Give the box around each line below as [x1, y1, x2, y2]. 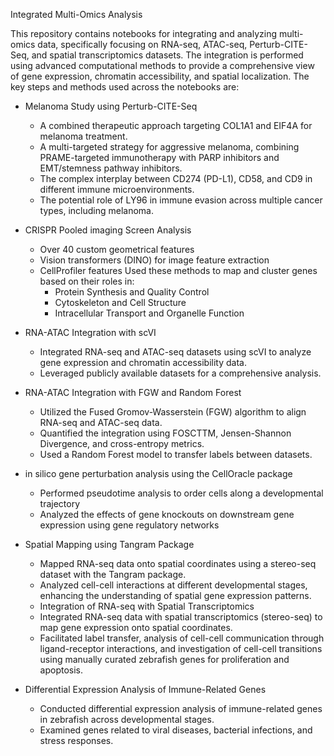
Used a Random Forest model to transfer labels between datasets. [39, 449, 313, 460]
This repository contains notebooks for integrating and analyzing [10, 28, 277, 39]
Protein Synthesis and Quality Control [54, 286, 210, 298]
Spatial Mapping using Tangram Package [24, 539, 195, 550]
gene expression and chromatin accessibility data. [39, 357, 247, 368]
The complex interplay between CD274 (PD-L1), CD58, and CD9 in [39, 173, 313, 184]
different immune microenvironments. [39, 184, 195, 195]
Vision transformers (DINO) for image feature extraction [39, 254, 270, 266]
